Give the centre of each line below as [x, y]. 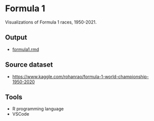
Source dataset [29, 65]
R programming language [38, 109]
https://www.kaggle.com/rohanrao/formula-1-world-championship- [80, 76]
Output [16, 37]
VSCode [21, 114]
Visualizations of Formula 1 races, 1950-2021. [51, 22]
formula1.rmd [26, 49]
